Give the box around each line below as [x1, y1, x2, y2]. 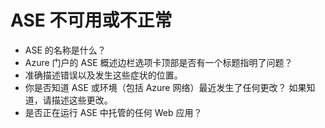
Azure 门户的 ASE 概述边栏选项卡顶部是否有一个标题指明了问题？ [24, 56, 293, 68]
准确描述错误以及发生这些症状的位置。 [24, 69, 183, 81]
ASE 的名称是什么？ [24, 44, 107, 56]
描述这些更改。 [51, 94, 113, 106]
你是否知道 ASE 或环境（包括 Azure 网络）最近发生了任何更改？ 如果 [24, 81, 307, 93]
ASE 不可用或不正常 [10, 9, 173, 32]
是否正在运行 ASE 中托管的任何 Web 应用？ [24, 106, 203, 118]
